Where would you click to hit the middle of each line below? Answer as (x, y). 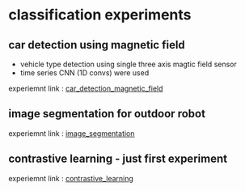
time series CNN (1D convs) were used (84, 73)
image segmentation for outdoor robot (107, 114)
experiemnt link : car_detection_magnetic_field (86, 88)
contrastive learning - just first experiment (118, 159)
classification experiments (100, 15)
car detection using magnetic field (97, 45)
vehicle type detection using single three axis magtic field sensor (128, 64)
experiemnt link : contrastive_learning (71, 178)
